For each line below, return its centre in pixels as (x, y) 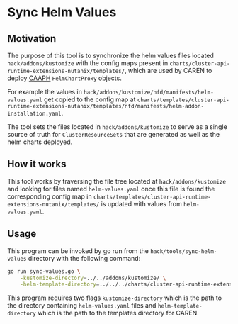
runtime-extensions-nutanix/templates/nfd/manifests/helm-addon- (106, 106)
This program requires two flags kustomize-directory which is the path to (114, 298)
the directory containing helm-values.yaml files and (82, 306)
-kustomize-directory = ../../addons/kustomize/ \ (93, 278)
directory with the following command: (84, 258)
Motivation (32, 39)
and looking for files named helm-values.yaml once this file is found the (111, 189)
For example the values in (45, 92)
